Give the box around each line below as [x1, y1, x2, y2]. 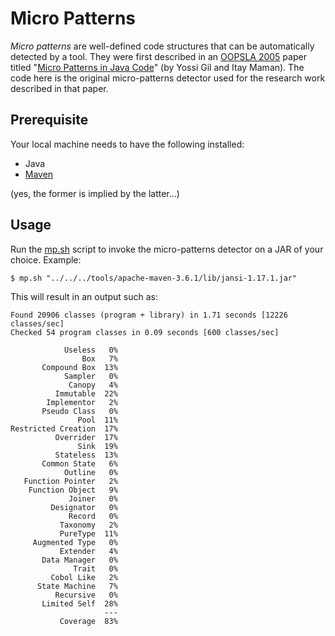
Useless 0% [63, 345, 118, 355]
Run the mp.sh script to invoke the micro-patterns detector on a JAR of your [10, 243, 324, 255]
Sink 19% [77, 441, 118, 451]
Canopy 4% [68, 380, 118, 390]
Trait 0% [73, 563, 118, 574]
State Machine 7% [36, 581, 118, 591]
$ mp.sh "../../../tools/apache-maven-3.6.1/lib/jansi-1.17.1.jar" [10, 273, 298, 283]
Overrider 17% [54, 432, 118, 442]
